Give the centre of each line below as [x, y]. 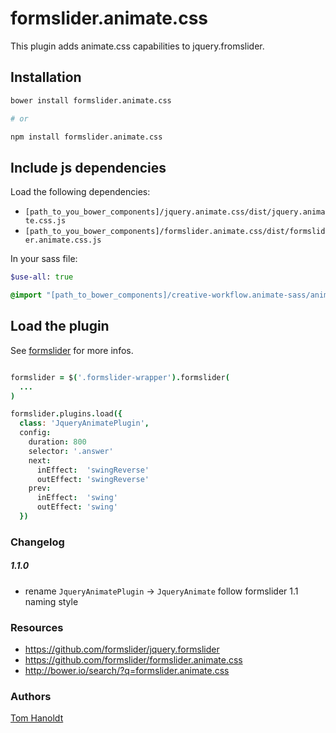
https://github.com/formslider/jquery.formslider [122, 649]
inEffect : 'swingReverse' [93, 470]
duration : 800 [57, 442]
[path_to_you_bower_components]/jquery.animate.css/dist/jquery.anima [175, 212]
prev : [40, 488]
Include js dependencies [88, 167]
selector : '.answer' [71, 451]
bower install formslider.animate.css [91, 100]
